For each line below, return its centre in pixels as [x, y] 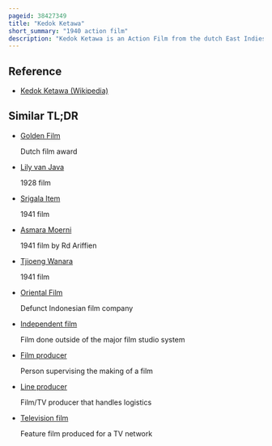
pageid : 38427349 [38, 16]
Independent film [49, 324]
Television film [44, 418]
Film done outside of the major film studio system [102, 339]
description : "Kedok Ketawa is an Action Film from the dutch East [125, 38]
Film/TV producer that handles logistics [86, 402]
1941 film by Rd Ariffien [58, 245]
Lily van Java [42, 167]
